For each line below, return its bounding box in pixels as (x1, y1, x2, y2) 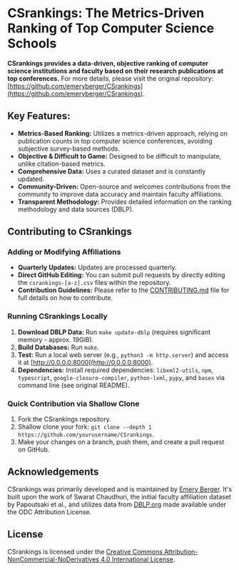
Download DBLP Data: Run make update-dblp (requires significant (17, 327, 211, 336)
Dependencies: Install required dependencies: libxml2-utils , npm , (17, 366, 213, 374)
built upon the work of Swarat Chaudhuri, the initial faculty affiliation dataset (7, 492, 232, 501)
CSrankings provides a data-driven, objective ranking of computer (7, 59, 209, 67)
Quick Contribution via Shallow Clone (7, 399, 140, 409)
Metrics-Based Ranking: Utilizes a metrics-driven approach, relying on (17, 129, 228, 137)
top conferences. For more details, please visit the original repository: (7, 74, 214, 83)
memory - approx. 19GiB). (17, 335, 94, 344)
